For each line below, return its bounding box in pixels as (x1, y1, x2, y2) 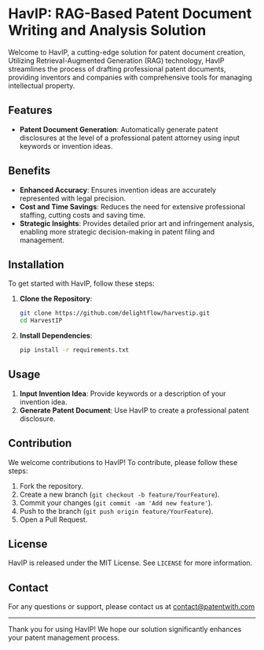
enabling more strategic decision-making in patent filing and (19, 227, 215, 236)
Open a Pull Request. (19, 515, 88, 524)
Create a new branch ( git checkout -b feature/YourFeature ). (19, 489, 220, 499)
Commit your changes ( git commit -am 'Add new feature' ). (19, 497, 214, 508)
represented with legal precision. (19, 194, 126, 203)
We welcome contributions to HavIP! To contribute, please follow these (8, 457, 238, 467)
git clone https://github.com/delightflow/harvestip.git (19, 309, 211, 317)
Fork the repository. (19, 481, 84, 490)
